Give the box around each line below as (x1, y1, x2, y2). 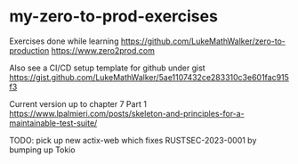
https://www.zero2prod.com (51, 45, 156, 55)
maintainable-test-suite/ (9, 118, 98, 128)
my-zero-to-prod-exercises (9, 6, 218, 27)
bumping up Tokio (9, 144, 76, 155)
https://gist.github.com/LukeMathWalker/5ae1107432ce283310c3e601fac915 (9, 71, 289, 82)
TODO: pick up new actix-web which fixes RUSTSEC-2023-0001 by (9, 135, 257, 145)
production (9, 45, 50, 55)
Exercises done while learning (9, 36, 119, 46)
